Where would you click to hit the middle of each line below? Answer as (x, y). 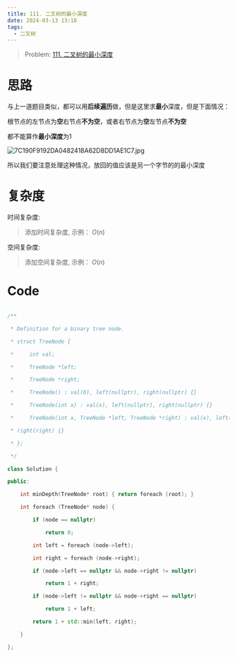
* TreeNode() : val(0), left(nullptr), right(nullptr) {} (104, 392)
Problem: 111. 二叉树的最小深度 (69, 54)
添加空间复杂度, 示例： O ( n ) (65, 263)
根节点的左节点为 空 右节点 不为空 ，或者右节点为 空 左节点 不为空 (97, 121)
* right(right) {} (37, 430)
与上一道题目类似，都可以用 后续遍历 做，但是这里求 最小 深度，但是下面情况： (119, 107)
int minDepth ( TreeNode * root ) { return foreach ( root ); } (107, 495)
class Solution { (33, 469)
